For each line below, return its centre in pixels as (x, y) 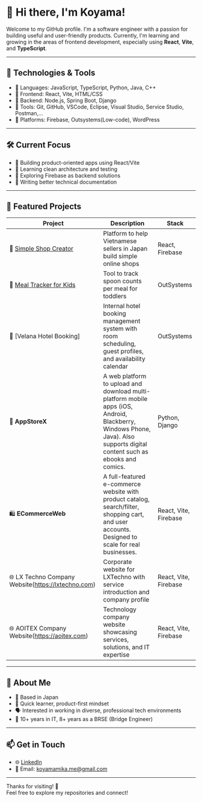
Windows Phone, (127, 429)
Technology (120, 609)
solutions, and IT (127, 647)
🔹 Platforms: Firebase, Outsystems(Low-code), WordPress (87, 120)
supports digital (125, 444)
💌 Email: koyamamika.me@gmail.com (61, 769)
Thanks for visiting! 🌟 (32, 786)
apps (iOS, (118, 406)
